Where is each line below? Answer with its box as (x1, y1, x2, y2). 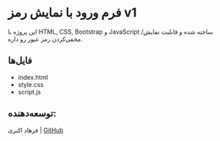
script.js (17, 87, 41, 96)
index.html (17, 73, 48, 81)
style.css (17, 80, 44, 89)
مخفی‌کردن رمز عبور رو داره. (8, 34, 83, 43)
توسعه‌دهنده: (8, 108, 57, 120)
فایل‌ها (8, 55, 33, 67)
